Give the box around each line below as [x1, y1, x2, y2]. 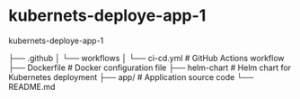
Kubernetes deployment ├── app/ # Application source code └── [8, 71, 254, 82]
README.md [8, 81, 56, 92]
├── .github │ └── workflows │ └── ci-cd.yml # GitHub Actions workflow [8, 52, 285, 63]
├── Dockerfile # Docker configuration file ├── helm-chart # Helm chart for [8, 62, 292, 73]
